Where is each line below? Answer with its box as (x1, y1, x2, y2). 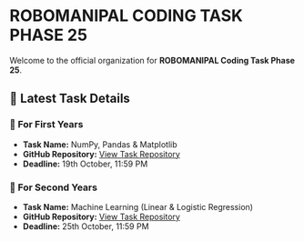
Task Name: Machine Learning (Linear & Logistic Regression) (22, 201, 253, 212)
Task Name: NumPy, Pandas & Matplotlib (22, 138, 177, 150)
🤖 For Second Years (9, 181, 98, 194)
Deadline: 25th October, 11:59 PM (22, 220, 149, 232)
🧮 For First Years (9, 118, 84, 131)
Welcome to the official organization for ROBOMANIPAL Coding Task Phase (9, 55, 296, 65)
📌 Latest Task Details (9, 91, 130, 106)
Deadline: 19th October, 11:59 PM (22, 158, 148, 169)
